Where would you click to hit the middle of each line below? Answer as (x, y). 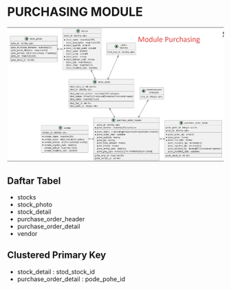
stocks (26, 197)
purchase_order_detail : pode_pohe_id (71, 279)
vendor (27, 234)
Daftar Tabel (34, 181)
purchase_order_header (51, 219)
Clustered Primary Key (57, 255)
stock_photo (35, 205)
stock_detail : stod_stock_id (56, 271)
